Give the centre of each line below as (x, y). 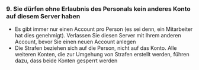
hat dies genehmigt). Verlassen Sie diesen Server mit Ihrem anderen (98, 36)
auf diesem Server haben (43, 16)
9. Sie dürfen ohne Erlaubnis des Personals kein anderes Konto (98, 9)
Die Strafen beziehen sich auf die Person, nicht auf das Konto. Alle (96, 48)
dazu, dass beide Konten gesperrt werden (66, 61)
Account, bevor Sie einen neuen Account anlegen (75, 42)
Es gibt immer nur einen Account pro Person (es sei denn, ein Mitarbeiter (104, 29)
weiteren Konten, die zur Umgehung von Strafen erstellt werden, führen (102, 55)
